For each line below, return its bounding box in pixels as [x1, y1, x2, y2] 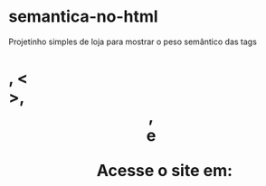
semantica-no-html [8, 6, 159, 27]
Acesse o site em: [96, 161, 233, 181]
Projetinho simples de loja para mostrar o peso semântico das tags [8, 36, 257, 47]
